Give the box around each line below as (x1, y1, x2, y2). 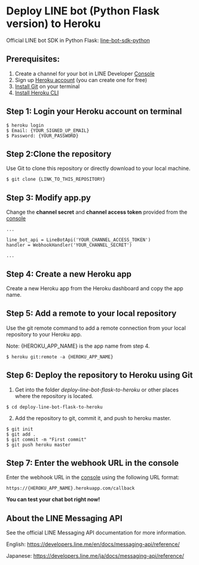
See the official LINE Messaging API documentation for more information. (6, 529, 186, 536)
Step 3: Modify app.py (6, 193, 91, 203)
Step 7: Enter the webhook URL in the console (6, 458, 179, 468)
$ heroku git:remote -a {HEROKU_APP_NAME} (6, 354, 114, 360)
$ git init (6, 426, 33, 432)
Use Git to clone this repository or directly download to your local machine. (6, 165, 191, 172)
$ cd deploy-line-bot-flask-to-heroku (6, 404, 103, 410)
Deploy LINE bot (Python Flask (6, 4, 160, 18)
